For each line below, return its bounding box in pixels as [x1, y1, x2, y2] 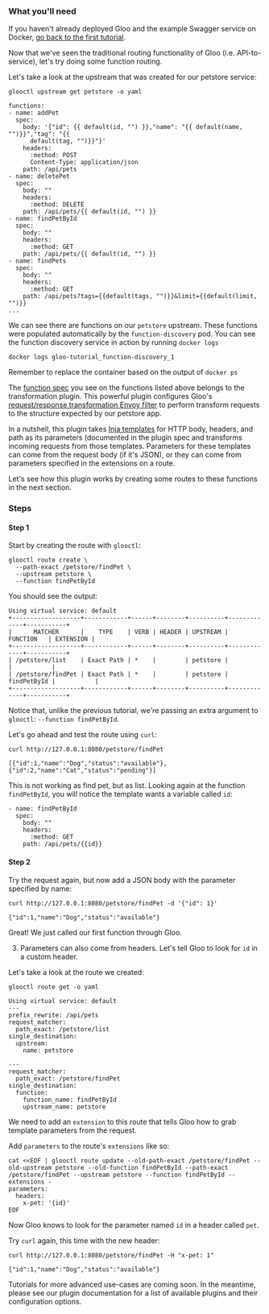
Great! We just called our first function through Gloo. [8, 927, 183, 937]
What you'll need [8, 6, 77, 17]
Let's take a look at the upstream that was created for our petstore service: [8, 73, 257, 82]
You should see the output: [8, 591, 98, 601]
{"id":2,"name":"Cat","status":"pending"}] [8, 767, 157, 775]
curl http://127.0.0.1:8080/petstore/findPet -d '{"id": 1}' [8, 899, 218, 907]
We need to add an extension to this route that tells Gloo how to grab [8, 1117, 237, 1126]
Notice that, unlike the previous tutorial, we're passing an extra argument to [8, 706, 259, 715]
